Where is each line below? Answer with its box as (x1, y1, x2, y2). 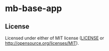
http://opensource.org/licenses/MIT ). (5, 40, 79, 46)
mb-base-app (5, 3, 62, 14)
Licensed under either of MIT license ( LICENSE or (5, 35, 104, 41)
